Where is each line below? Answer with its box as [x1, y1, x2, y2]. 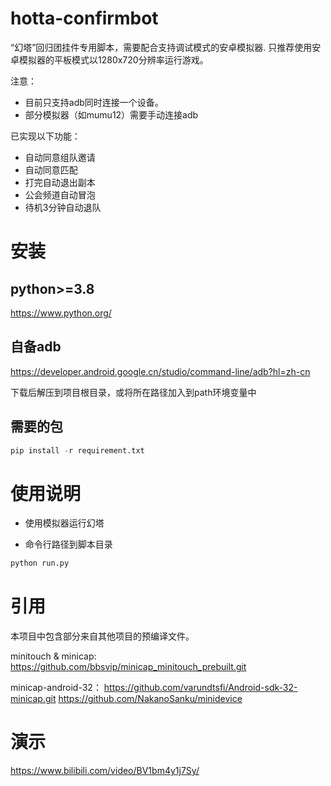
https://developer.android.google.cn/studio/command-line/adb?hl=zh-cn [10, 365, 311, 377]
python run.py [10, 558, 70, 569]
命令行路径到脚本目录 [24, 538, 113, 551]
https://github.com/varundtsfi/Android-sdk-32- [103, 682, 298, 694]
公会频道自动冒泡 [24, 188, 96, 201]
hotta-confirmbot [10, 7, 159, 30]
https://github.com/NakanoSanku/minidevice [58, 693, 243, 705]
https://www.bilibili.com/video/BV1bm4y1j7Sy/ [10, 765, 200, 777]
